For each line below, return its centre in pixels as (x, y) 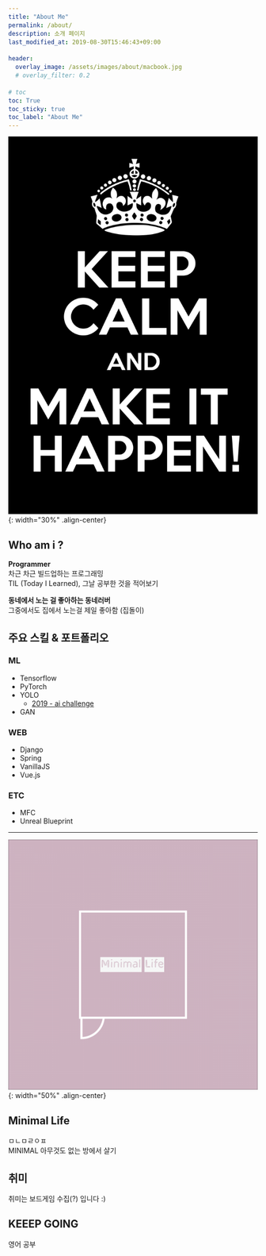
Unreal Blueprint (46, 821)
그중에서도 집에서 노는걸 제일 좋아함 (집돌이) (76, 611)
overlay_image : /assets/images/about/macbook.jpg (99, 67)
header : (21, 59)
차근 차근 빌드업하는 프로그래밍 (56, 574)
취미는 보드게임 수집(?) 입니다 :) (57, 1199)
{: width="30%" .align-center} (57, 520)
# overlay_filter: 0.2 (53, 75)
